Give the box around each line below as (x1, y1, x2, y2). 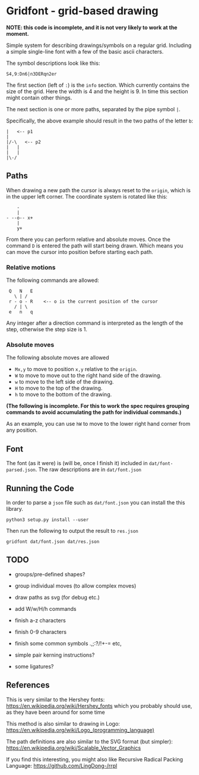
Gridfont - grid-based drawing (6, 4, 159, 18)
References (6, 680, 50, 691)
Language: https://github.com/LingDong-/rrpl (6, 762, 118, 769)
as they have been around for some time (6, 708, 105, 716)
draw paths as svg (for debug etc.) (14, 594, 100, 601)
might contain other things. (6, 94, 72, 101)
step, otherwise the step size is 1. (6, 326, 87, 333)
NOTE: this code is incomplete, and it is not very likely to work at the (6, 24, 178, 31)
